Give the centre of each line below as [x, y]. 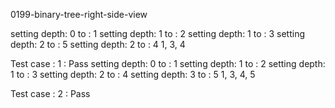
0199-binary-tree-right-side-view [79, 14]
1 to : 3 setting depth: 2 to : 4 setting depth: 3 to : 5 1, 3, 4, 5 [133, 74]
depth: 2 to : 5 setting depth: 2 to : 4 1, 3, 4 [98, 44]
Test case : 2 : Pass [50, 93]
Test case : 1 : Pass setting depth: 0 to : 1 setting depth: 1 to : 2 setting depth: [168, 63]
